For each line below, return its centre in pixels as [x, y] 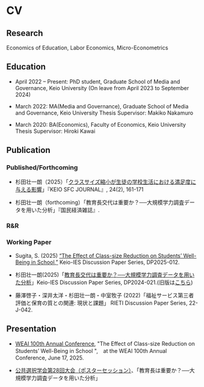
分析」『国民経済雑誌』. [71, 210]
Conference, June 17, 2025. [49, 358]
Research [25, 33]
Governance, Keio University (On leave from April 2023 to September [102, 88]
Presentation [31, 329]
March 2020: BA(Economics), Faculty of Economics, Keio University [100, 124]
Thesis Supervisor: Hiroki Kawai [55, 131]
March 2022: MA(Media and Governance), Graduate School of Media [102, 106]
